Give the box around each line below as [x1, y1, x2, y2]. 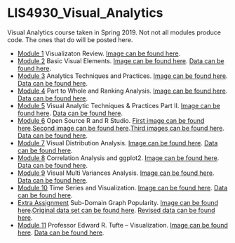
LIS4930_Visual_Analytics [7, 5, 163, 21]
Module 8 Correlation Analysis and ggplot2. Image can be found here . [17, 153, 220, 162]
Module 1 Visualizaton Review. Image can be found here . [17, 49, 181, 58]
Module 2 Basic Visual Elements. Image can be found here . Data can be [17, 56, 224, 65]
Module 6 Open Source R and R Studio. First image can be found [17, 116, 205, 124]
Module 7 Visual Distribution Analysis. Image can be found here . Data [17, 138, 218, 147]
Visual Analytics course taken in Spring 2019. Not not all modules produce [7, 28, 221, 37]
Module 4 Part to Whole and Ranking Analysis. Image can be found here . [17, 86, 228, 95]
